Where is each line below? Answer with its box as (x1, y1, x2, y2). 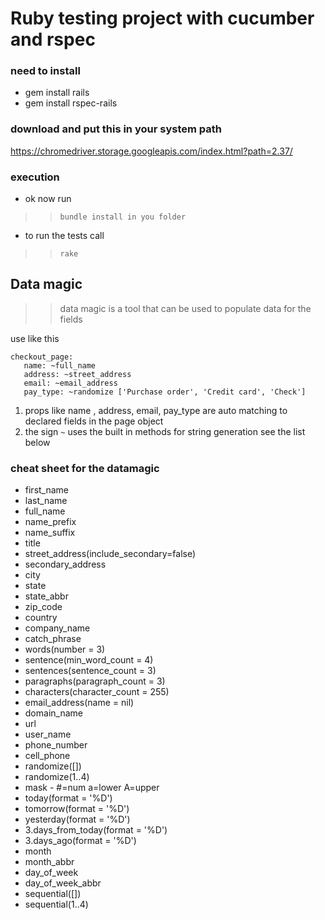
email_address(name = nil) (24, 697, 135, 709)
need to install (10, 64, 81, 78)
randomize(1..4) (24, 771, 90, 783)
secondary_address (24, 558, 107, 571)
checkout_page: (10, 352, 74, 362)
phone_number (24, 739, 88, 751)
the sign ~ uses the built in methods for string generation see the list (24, 425, 306, 437)
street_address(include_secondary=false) (24, 548, 197, 560)
